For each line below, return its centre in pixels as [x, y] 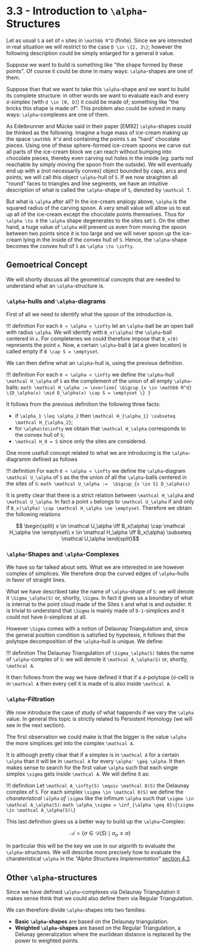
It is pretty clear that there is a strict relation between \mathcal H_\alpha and [100, 495]
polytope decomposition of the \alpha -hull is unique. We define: [85, 641]
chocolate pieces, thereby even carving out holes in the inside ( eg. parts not [100, 158]
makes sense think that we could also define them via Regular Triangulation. [100, 898]
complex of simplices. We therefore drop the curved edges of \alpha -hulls [98, 574]
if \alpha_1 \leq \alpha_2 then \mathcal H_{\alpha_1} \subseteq [95, 416]
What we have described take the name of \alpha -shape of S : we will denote [100, 592]
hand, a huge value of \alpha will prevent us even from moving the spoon [96, 227]
